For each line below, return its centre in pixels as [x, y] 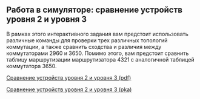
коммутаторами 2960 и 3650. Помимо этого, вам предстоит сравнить [98, 53]
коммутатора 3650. [32, 66]
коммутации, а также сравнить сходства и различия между [84, 46]
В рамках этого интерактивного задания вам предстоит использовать [98, 34]
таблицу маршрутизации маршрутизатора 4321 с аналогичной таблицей [101, 59]
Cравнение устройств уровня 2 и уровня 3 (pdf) [69, 77]
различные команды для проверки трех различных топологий [87, 40]
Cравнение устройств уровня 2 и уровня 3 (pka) [69, 89]
